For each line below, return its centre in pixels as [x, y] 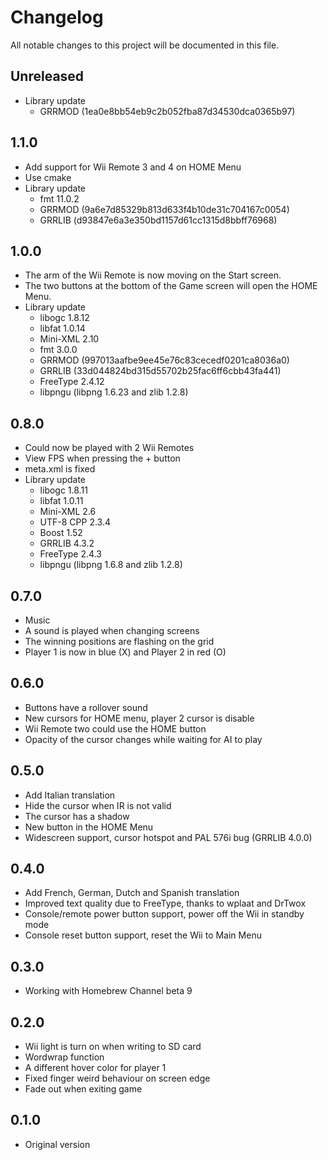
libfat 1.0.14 [62, 328]
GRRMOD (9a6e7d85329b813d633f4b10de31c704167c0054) [164, 209]
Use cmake [48, 177]
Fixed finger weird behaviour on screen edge [117, 1078]
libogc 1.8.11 [63, 490]
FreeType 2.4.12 [72, 382]
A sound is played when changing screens [112, 630]
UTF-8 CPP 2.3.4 [75, 522]
